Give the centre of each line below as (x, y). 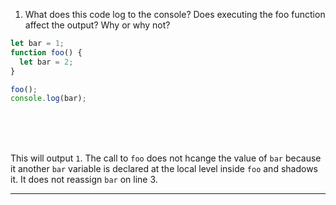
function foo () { (46, 52)
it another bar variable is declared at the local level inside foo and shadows (164, 169)
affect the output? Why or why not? (97, 25)
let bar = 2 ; (46, 62)
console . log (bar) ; (48, 99)
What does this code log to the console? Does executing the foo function (175, 14)
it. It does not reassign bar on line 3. (84, 180)
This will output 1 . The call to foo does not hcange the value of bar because (166, 158)
